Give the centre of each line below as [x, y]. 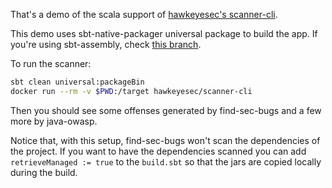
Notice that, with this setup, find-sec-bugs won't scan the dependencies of [165, 140]
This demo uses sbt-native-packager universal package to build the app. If [164, 33]
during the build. [44, 172]
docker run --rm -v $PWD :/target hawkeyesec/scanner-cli [131, 91]
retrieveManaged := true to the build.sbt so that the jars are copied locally [166, 161]
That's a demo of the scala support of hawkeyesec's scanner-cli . [144, 14]
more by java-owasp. [54, 121]
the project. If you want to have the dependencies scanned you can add [158, 151]
